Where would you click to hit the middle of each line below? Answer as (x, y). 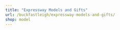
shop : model (18, 19)
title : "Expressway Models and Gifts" (46, 10)
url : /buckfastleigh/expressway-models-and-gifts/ (60, 15)
